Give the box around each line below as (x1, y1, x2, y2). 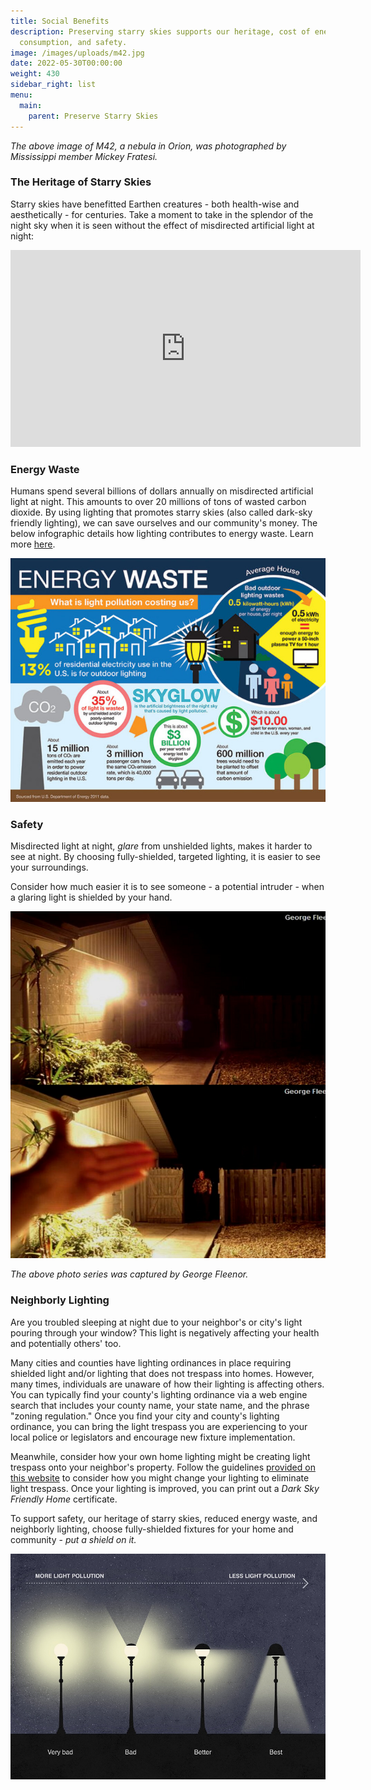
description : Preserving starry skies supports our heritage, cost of (10, 26, 311, 37)
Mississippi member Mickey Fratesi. (10, 150, 158, 162)
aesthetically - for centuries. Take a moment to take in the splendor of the (10, 208, 314, 220)
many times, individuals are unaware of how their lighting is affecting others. (10, 1378, 325, 1390)
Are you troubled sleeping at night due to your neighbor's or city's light (10, 1316, 303, 1328)
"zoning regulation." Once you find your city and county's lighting (10, 1410, 280, 1422)
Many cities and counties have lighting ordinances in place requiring (10, 1356, 292, 1369)
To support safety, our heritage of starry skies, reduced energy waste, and (10, 1512, 318, 1524)
